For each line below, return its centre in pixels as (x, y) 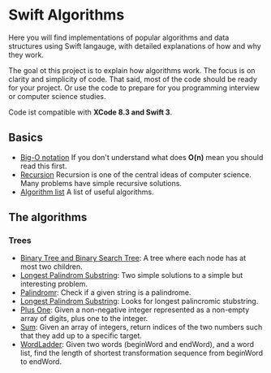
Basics (26, 138)
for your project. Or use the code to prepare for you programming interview (134, 88)
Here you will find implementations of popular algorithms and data (119, 37)
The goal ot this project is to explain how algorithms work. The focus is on (132, 70)
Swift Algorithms (67, 15)
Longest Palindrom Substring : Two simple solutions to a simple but (131, 275)
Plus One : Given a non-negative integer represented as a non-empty (135, 310)
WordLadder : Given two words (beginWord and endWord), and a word (137, 345)
